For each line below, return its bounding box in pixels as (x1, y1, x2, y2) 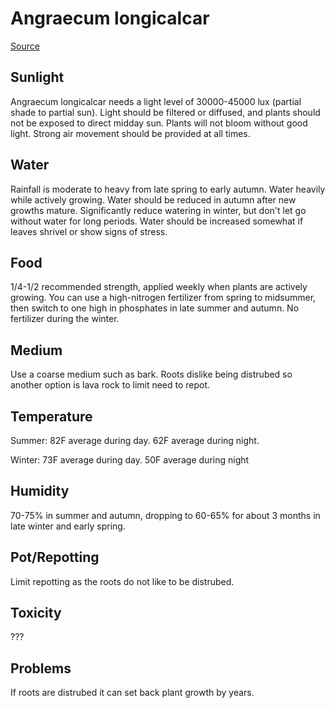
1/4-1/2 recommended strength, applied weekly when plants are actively (10, 281, 308, 293)
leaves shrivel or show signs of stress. (10, 225, 168, 237)
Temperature (10, 408, 93, 425)
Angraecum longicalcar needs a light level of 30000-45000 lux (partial (10, 95, 302, 107)
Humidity (10, 483, 70, 500)
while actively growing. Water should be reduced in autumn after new (10, 193, 297, 206)
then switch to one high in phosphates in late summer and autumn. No (10, 302, 300, 314)
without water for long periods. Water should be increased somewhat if (10, 215, 304, 227)
